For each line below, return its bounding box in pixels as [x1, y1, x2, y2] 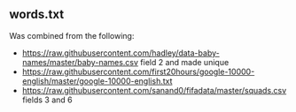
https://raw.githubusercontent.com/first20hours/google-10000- [21, 66, 255, 77]
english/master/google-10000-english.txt [21, 75, 173, 86]
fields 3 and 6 [21, 94, 73, 105]
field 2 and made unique [140, 56, 230, 67]
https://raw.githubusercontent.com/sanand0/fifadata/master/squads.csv [21, 85, 287, 95]
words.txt [9, 7, 65, 22]
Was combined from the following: [9, 30, 135, 41]
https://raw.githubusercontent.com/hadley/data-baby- [21, 48, 220, 58]
